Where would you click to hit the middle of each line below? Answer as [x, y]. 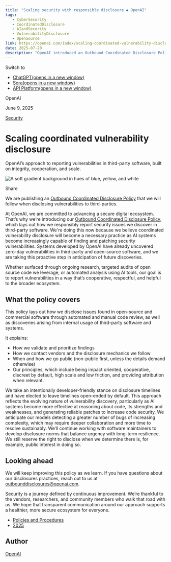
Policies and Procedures [38, 520]
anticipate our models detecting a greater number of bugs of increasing [80, 417]
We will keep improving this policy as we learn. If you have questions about [84, 473]
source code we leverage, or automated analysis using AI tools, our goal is [83, 273]
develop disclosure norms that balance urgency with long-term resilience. [83, 434]
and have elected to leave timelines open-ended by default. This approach [83, 396]
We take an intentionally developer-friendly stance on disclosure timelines [83, 390]
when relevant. [28, 381]
